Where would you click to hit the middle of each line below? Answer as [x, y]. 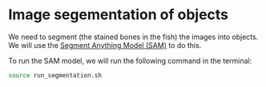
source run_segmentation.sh [55, 75]
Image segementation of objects [119, 15]
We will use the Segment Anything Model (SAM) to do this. [105, 45]
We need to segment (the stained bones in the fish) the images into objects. [133, 37]
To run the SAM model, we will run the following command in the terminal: [130, 61]
